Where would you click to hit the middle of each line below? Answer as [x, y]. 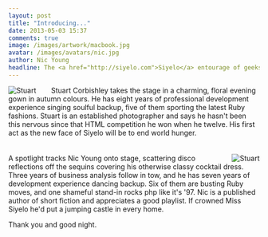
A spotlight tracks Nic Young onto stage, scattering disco [102, 158]
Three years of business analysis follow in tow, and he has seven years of [129, 175]
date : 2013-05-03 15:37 [48, 30]
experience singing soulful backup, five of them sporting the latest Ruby [127, 107]
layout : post [30, 16]
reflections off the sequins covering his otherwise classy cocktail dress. [126, 166]
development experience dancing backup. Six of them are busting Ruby [126, 184]
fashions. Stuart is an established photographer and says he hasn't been [128, 116]
